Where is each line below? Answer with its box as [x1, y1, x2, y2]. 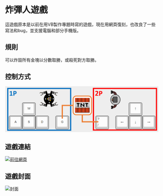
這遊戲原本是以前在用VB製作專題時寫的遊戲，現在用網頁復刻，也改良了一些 [5, 21, 156, 27]
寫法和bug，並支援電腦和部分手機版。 [5, 27, 81, 33]
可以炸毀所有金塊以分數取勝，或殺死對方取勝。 [5, 57, 99, 63]
